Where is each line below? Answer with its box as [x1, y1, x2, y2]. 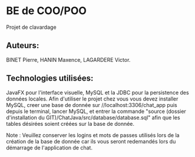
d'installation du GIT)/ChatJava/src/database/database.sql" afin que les [6, 113, 181, 121]
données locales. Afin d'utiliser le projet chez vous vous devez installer [6, 95, 179, 102]
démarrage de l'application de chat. [6, 144, 93, 151]
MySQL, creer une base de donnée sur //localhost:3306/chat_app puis [6, 101, 178, 108]
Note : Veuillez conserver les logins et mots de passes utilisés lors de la [6, 131, 180, 139]
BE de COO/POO [6, 4, 87, 18]
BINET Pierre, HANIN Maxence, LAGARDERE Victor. [6, 56, 131, 63]
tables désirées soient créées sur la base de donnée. [6, 120, 134, 127]
